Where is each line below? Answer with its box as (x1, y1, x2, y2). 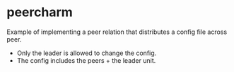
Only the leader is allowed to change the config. (16, 49, 157, 57)
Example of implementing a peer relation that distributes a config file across (6, 28, 228, 36)
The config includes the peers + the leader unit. (16, 56, 156, 64)
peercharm (6, 4, 74, 20)
